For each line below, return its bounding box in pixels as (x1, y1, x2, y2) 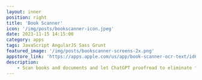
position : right (6, 14, 47, 20)
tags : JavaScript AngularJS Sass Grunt (6, 43, 106, 49)
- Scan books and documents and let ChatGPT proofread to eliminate (17, 64, 192, 71)
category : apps (6, 37, 44, 43)
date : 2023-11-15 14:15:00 (6, 31, 74, 37)
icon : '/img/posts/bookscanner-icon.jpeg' (6, 25, 114, 32)
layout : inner (6, 8, 42, 15)
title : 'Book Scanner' (6, 20, 63, 26)
